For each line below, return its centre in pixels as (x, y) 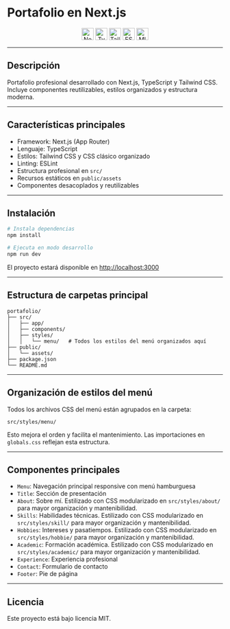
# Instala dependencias (41, 229)
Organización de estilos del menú (80, 393)
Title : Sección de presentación (62, 494)
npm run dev (24, 254)
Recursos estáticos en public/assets (69, 178)
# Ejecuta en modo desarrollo (50, 248)
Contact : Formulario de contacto (62, 567)
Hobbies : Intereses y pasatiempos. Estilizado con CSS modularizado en (117, 530)
